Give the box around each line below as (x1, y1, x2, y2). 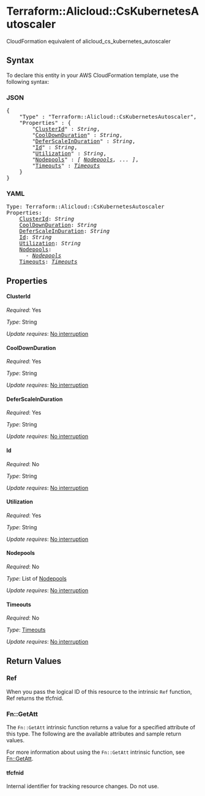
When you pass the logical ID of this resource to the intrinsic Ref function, (6, 688, 192, 695)
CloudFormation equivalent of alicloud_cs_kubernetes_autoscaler (6, 37, 171, 45)
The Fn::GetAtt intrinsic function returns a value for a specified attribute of (6, 724, 196, 731)
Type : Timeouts (6, 626, 46, 634)
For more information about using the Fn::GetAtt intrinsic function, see (6, 748, 185, 756)
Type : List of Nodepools (6, 575, 67, 582)
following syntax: (6, 78, 50, 85)
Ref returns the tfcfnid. (6, 694, 64, 702)
